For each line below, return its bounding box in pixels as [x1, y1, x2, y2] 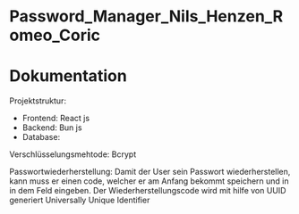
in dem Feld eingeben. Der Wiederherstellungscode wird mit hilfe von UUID [9, 185, 286, 196]
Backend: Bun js [21, 122, 82, 133]
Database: [21, 132, 61, 143]
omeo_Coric [9, 25, 101, 45]
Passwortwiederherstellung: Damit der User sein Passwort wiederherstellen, [9, 167, 291, 177]
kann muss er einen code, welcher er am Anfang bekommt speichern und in [9, 176, 289, 186]
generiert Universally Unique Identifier [9, 194, 150, 206]
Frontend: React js [21, 113, 90, 124]
